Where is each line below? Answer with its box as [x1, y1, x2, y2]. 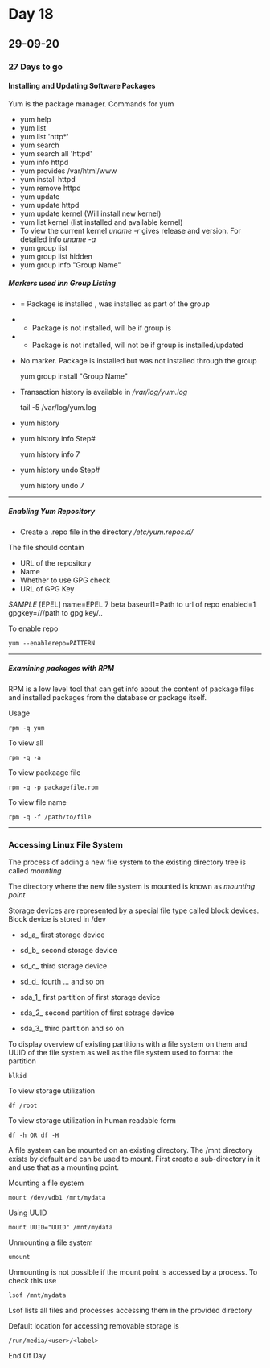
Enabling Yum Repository [8, 507, 96, 516]
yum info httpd [19, 157, 69, 167]
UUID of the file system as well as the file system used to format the [8, 1047, 233, 1057]
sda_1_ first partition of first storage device [19, 992, 161, 1001]
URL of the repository [19, 558, 92, 568]
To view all [8, 738, 44, 748]
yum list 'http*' [19, 131, 70, 141]
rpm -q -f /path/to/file [8, 813, 92, 821]
